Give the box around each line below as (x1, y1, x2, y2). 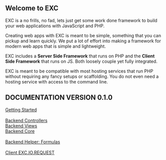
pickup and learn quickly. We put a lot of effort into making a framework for (5, 38, 161, 44)
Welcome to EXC (5, 4, 59, 13)
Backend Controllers (5, 117, 48, 123)
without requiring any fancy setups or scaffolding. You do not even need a (5, 73, 159, 79)
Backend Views (5, 123, 38, 129)
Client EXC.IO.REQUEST (5, 149, 55, 155)
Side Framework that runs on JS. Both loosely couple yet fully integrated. (5, 58, 157, 64)
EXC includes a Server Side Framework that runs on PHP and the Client (5, 53, 155, 59)
